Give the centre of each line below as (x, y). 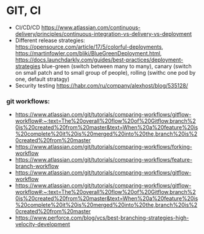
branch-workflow (37, 166)
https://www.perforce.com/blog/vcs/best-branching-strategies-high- (102, 218)
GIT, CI (24, 11)
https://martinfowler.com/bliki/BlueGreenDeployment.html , (88, 53)
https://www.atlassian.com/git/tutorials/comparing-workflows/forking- (104, 147)
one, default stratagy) (42, 79)
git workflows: (28, 101)
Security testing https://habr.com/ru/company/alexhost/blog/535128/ (101, 85)
